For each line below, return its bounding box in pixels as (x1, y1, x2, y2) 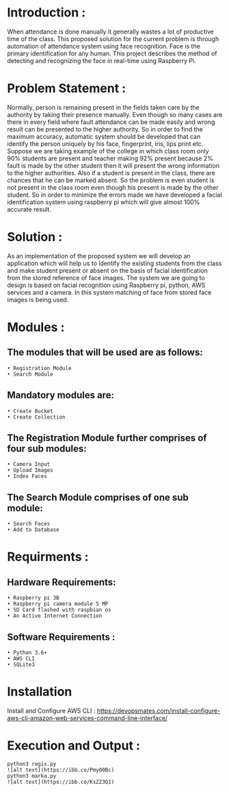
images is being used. (7, 295, 69, 304)
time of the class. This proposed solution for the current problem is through (7, 34, 219, 42)
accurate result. (7, 205, 51, 213)
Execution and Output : (7, 738, 140, 754)
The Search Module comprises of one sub (7, 491, 189, 503)
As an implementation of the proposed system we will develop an (7, 251, 191, 260)
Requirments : (7, 549, 89, 565)
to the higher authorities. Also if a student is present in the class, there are (7, 169, 215, 177)
